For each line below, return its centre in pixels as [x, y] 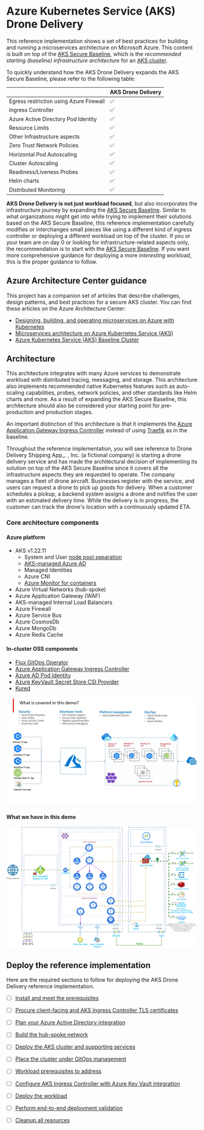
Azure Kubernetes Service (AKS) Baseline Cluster [77, 340]
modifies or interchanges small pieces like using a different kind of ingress [99, 229]
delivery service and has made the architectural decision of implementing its [102, 461]
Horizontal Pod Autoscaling [43, 154]
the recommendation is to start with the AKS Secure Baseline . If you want [98, 248]
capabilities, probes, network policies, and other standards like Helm [111, 393]
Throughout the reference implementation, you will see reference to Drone [99, 449]
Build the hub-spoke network [51, 1035]
